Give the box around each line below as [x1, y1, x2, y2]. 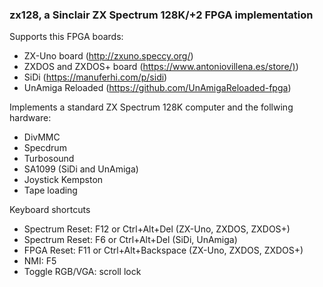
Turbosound [23, 153, 75, 165]
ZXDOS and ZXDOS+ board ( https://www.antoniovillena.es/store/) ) [23, 61, 299, 73]
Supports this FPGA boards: [9, 31, 124, 43]
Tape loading [23, 184, 78, 197]
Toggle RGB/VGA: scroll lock [23, 266, 142, 278]
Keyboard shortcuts [9, 204, 91, 216]
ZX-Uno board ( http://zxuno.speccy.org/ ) [23, 50, 194, 62]
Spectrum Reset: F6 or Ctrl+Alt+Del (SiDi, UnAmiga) [23, 234, 238, 246]
